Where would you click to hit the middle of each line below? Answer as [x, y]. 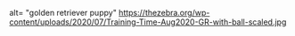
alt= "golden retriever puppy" [63, 13]
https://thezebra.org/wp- [164, 13]
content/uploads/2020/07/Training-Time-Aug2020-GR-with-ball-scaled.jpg [148, 22]
